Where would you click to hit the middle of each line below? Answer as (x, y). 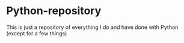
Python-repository (54, 11)
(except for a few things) (37, 33)
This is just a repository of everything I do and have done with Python (92, 27)
